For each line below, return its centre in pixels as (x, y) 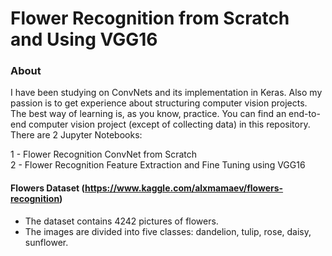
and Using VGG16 (84, 39)
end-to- (304, 114)
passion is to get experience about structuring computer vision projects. (159, 103)
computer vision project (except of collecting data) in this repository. (169, 124)
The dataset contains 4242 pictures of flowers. (121, 221)
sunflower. (46, 242)
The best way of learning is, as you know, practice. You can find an (148, 114)
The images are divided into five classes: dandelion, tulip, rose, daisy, (168, 231)
